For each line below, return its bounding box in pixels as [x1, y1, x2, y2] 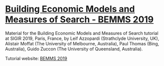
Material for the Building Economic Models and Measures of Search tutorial [5, 30, 159, 36]
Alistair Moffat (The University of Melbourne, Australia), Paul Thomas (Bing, [5, 40, 160, 46]
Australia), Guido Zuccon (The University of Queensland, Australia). [5, 46, 143, 52]
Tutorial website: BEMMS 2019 [5, 55, 67, 61]
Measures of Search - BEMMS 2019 [5, 14, 154, 25]
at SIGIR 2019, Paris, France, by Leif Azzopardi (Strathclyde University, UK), [5, 35, 160, 41]
